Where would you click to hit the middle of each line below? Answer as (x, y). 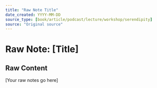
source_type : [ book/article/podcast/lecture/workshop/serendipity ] (79, 19)
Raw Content (26, 68)
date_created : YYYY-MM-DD (33, 15)
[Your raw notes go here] (32, 80)
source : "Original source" (34, 24)
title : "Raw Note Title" (32, 10)
